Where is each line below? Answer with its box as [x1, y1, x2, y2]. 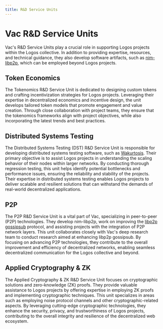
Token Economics [5, 74, 61, 82]
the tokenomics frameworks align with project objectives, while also [5, 113, 142, 118]
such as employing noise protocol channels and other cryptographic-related [5, 297, 159, 303]
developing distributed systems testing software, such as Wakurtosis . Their [5, 150, 157, 156]
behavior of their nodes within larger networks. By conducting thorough [5, 160, 149, 166]
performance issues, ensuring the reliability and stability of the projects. [5, 171, 150, 177]
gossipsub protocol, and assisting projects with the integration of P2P [5, 224, 145, 230]
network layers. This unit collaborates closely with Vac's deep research [5, 229, 148, 234]
